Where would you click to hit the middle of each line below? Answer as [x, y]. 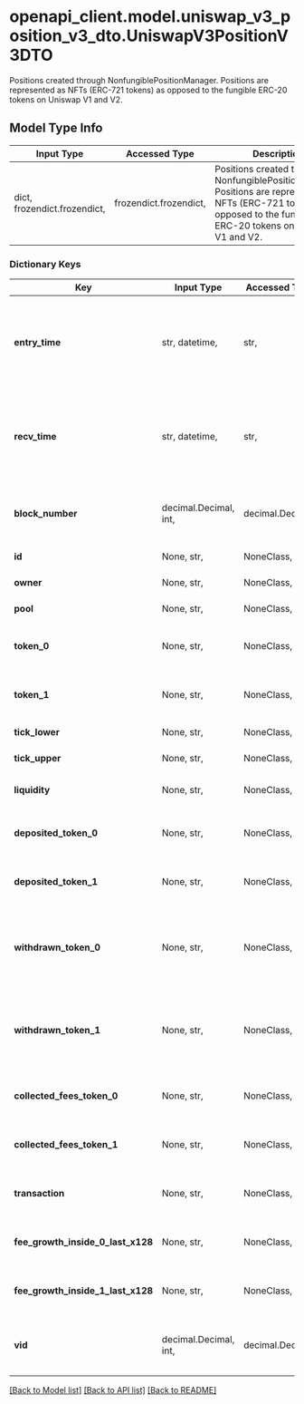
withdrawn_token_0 [57, 947]
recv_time [35, 437]
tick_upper [38, 759]
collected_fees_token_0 [66, 1096]
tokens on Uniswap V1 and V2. [66, 99]
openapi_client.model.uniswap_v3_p [150, 17]
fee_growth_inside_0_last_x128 [84, 1242]
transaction [39, 1194]
